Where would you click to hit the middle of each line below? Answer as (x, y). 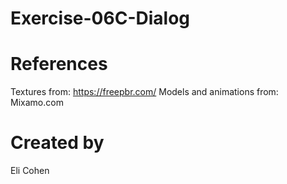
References (59, 64)
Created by (57, 143)
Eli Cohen (30, 171)
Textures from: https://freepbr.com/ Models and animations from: (144, 92)
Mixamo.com (37, 103)
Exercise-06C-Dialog (100, 18)
